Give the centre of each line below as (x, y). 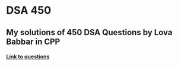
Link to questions (28, 56)
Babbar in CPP (33, 41)
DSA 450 (29, 10)
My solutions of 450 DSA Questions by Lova (89, 32)
